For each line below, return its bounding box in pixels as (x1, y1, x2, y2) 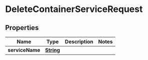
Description (64, 38, 93, 45)
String (44, 46, 60, 53)
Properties (5, 23, 39, 32)
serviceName (7, 46, 40, 53)
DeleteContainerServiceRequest (5, 3, 143, 15)
